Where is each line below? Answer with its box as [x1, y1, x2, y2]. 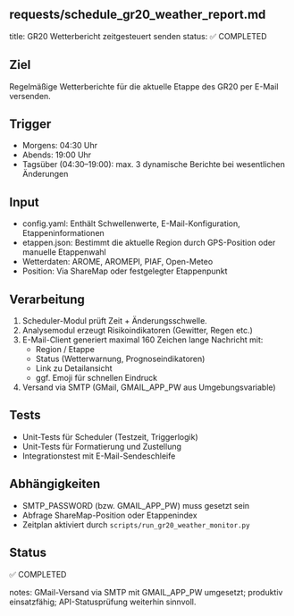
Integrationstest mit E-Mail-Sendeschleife [21, 451, 176, 461]
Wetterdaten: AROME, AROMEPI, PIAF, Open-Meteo [21, 257, 214, 267]
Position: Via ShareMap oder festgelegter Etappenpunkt [21, 266, 228, 276]
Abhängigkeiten [9, 477, 101, 492]
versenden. [9, 90, 51, 101]
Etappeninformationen [21, 228, 105, 239]
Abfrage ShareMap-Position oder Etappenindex [21, 510, 198, 520]
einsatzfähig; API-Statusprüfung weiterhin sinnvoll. [9, 596, 197, 607]
